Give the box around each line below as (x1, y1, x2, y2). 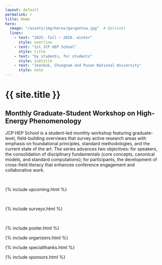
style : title (18, 49, 46, 54)
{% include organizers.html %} (5, 235, 68, 241)
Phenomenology (29, 117, 82, 125)
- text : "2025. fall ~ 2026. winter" (14, 35, 93, 40)
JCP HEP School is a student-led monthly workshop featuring (5, 130, 132, 136)
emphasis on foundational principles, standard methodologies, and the (5, 141, 151, 146)
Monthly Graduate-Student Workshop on (5, 109, 136, 117)
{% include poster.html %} (5, 225, 60, 231)
